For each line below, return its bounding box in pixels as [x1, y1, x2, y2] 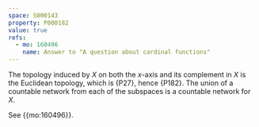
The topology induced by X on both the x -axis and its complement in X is [8, 70, 246, 79]
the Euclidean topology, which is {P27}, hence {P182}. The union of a [8, 78, 234, 88]
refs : [8, 33, 26, 42]
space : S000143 [8, 11, 59, 20]
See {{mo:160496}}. [8, 110, 74, 119]
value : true [8, 26, 48, 34]
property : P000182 [8, 19, 69, 27]
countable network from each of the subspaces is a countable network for [8, 87, 251, 95]
